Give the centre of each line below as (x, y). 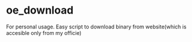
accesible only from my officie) (44, 33)
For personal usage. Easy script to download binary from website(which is (96, 27)
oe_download (40, 10)
